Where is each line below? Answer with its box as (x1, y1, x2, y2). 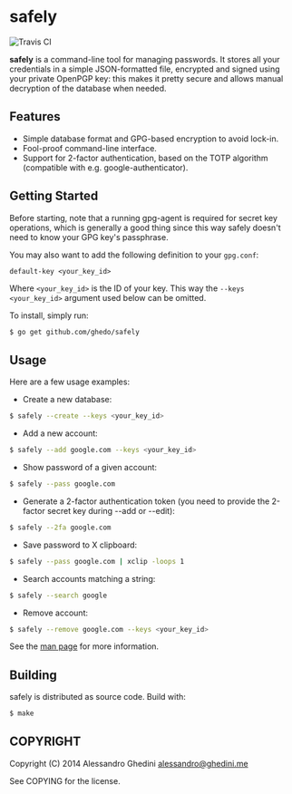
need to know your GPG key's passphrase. (9, 231, 170, 242)
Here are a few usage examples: (9, 376, 130, 387)
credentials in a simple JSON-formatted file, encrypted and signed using (9, 63, 280, 74)
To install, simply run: (9, 310, 89, 321)
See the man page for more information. (9, 641, 160, 652)
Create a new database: (22, 394, 112, 405)
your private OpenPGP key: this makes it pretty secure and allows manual (9, 73, 284, 83)
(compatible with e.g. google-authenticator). (22, 161, 189, 173)
